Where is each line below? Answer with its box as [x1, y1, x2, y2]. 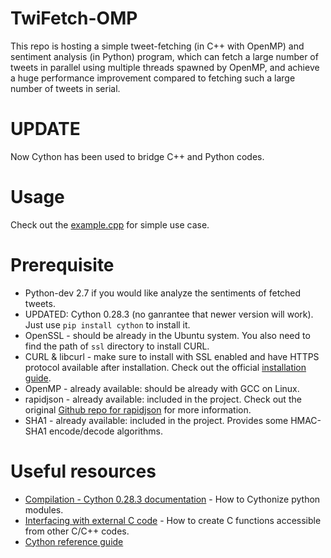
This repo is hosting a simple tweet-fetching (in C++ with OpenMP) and [10, 40, 305, 52]
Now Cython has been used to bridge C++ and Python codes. [10, 150, 265, 162]
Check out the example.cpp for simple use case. [10, 218, 210, 231]
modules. [24, 503, 64, 516]
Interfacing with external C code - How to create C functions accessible [24, 514, 322, 526]
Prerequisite [10, 254, 115, 276]
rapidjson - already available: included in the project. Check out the [24, 393, 302, 405]
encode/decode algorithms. [49, 425, 163, 437]
